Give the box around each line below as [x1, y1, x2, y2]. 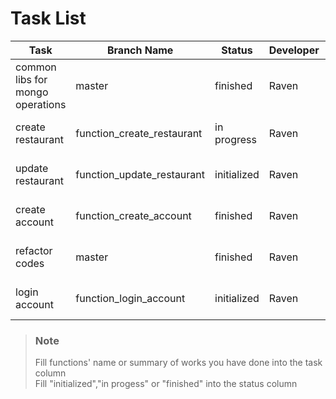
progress [214, 132, 257, 146]
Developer [268, 43, 320, 57]
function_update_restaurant [75, 167, 206, 181]
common [15, 60, 57, 74]
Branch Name [106, 43, 174, 57]
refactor [15, 243, 53, 257]
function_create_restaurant [75, 126, 203, 140]
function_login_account [75, 291, 186, 305]
